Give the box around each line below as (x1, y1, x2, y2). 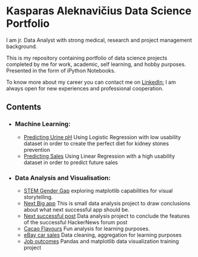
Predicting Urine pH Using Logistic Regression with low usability (23, 133, 181, 140)
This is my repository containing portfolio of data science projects (6, 54, 168, 61)
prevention (23, 146, 51, 153)
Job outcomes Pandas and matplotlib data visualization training (23, 237, 180, 245)
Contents (6, 102, 42, 112)
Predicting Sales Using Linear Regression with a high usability (23, 152, 175, 159)
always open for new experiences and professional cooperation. (6, 84, 164, 92)
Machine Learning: (14, 120, 71, 128)
